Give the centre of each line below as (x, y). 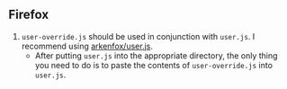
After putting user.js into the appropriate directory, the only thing (156, 55)
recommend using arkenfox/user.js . (87, 46)
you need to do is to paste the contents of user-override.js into (154, 65)
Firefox (29, 15)
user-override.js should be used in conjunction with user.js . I (138, 36)
